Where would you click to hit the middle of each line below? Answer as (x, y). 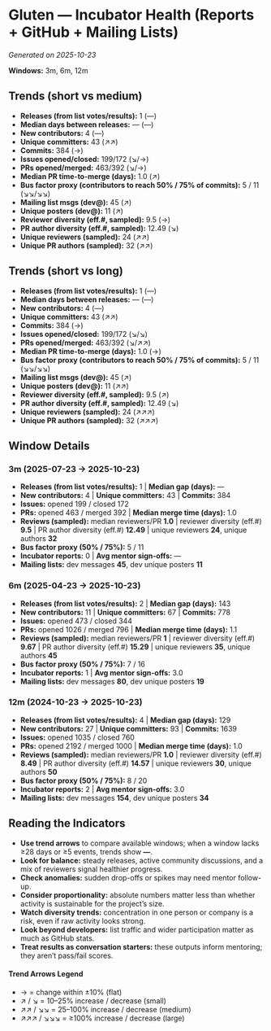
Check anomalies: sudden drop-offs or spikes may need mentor (128, 877)
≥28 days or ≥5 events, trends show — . (86, 851)
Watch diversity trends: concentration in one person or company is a (137, 912)
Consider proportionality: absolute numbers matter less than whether (138, 895)
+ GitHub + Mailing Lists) (94, 32)
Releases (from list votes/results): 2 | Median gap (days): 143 (125, 603)
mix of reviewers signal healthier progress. (91, 869)
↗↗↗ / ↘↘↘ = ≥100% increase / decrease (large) (102, 1018)
